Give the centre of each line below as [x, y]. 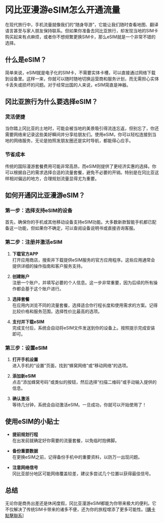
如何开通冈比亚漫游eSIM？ [45, 196]
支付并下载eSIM [28, 322]
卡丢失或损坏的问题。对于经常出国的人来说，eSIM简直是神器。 [68, 85]
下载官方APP [25, 254]
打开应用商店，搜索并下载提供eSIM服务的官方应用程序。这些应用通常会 [83, 260]
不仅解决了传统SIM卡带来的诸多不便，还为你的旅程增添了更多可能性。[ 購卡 [80, 509]
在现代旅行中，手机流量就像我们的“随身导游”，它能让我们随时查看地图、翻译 [82, 24]
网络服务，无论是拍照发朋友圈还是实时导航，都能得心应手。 [73, 141]
